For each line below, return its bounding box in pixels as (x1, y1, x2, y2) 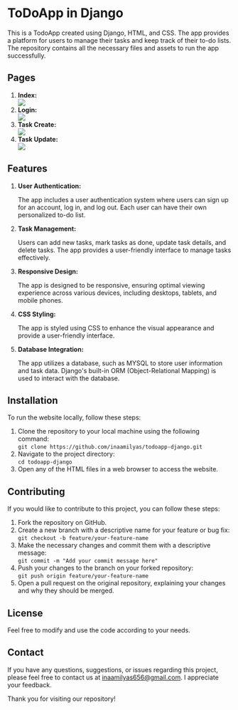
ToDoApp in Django (7, 5, 124, 21)
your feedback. (7, 680, 52, 689)
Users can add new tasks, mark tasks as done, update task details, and (17, 238, 227, 246)
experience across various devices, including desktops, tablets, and (17, 288, 217, 297)
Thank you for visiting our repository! (7, 694, 116, 703)
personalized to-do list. (17, 210, 86, 219)
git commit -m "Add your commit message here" (17, 558, 158, 565)
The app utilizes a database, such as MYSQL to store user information (17, 358, 223, 367)
